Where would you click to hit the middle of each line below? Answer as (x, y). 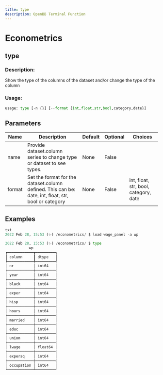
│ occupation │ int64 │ (31, 365)
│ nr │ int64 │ (31, 266)
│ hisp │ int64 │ (31, 302)
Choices (142, 137)
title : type (17, 9)
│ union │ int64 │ (31, 338)
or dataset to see (47, 163)
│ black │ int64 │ (31, 284)
